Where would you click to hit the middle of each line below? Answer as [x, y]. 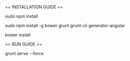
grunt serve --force [24, 53]
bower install [18, 35]
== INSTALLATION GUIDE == [34, 7]
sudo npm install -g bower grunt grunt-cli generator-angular [65, 25]
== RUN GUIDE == [24, 44]
